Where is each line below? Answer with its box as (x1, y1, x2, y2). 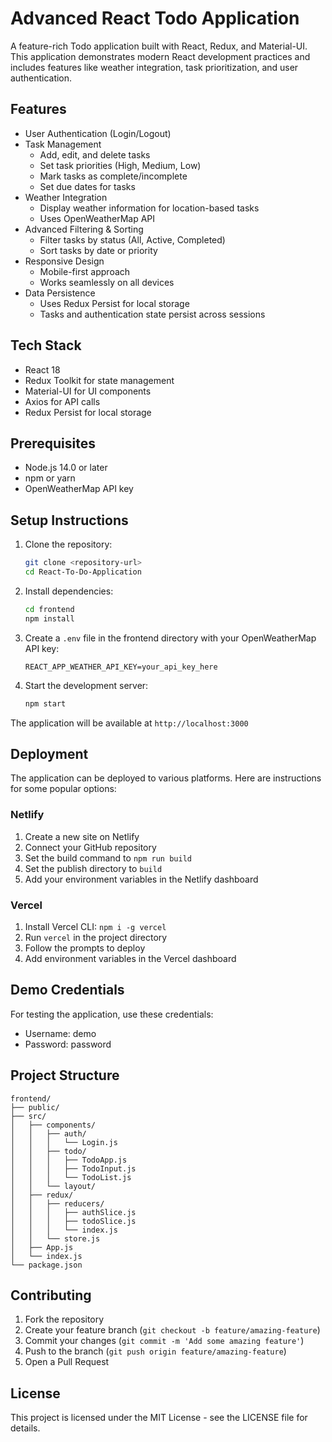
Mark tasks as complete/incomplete (39, 170, 188, 182)
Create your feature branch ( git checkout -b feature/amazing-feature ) (24, 1324, 321, 1336)
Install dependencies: (24, 585, 114, 597)
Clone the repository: (24, 538, 113, 551)
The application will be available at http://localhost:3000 (10, 717, 249, 729)
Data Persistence (24, 287, 96, 299)
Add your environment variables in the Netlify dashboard (24, 873, 259, 885)
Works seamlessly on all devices (39, 276, 175, 288)
